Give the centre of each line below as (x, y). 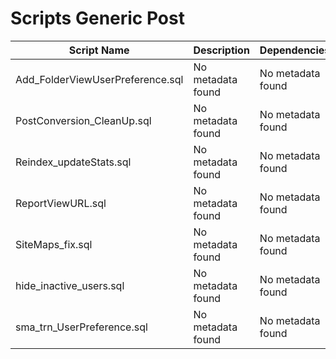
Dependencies (295, 50)
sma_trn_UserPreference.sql (81, 327)
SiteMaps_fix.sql (54, 244)
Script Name (99, 50)
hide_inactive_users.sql (70, 285)
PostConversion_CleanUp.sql (83, 120)
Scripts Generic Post (97, 18)
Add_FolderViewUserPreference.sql (99, 79)
